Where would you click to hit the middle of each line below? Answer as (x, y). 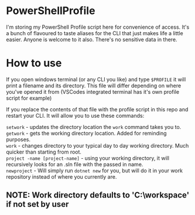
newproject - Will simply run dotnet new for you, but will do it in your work (95, 170)
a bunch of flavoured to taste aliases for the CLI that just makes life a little (95, 33)
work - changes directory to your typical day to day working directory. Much (97, 145)
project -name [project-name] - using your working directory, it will (88, 158)
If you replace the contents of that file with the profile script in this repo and (97, 109)
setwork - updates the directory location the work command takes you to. (94, 127)
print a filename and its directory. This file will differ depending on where (94, 86)
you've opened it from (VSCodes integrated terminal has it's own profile (93, 91)
